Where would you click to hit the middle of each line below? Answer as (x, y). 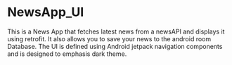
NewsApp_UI (46, 12)
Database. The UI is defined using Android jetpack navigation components (115, 46)
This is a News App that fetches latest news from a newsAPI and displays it (116, 31)
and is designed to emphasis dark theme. (67, 54)
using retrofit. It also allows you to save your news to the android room (109, 38)
